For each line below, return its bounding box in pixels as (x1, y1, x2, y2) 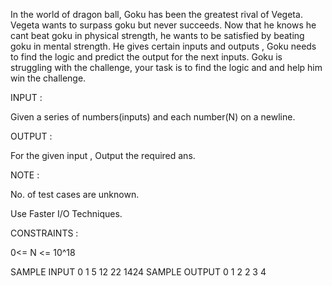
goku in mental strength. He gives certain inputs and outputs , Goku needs (10, 40, 317, 52)
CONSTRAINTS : (10, 227, 79, 239)
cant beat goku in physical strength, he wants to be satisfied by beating (10, 30, 305, 41)
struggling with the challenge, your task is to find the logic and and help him (10, 62, 323, 73)
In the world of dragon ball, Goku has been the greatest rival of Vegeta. (10, 9, 303, 20)
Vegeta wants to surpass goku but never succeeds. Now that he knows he (10, 19, 317, 31)
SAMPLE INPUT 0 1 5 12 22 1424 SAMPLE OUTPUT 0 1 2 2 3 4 (10, 266, 267, 278)
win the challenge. (10, 72, 87, 84)
